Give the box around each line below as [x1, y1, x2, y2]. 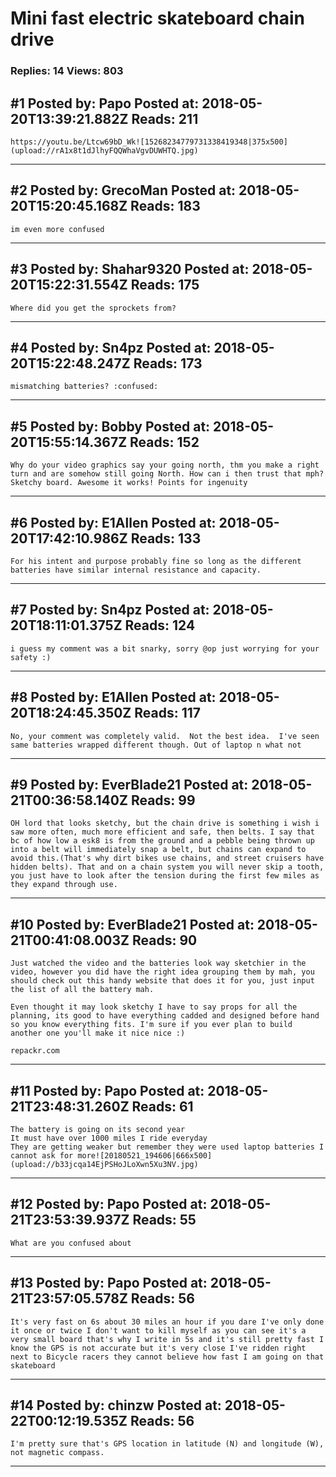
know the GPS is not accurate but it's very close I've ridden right [10, 1343, 307, 1353]
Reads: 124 [124, 617, 196, 634]
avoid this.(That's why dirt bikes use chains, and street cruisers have [10, 853, 325, 864]
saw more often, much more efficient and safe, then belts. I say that [10, 827, 315, 837]
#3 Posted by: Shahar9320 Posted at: [10, 261, 250, 278]
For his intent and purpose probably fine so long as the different [10, 556, 302, 566]
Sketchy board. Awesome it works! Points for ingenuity [10, 478, 248, 488]
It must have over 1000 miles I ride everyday [10, 1133, 208, 1144]
